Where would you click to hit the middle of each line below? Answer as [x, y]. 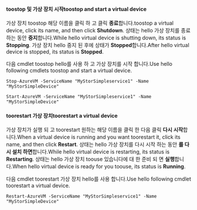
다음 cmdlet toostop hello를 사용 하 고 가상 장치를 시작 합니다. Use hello [89, 64]
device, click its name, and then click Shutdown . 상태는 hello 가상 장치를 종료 [98, 31]
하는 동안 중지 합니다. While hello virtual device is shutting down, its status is [96, 38]
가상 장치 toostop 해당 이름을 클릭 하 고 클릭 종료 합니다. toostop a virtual [90, 23]
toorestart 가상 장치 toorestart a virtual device [62, 115]
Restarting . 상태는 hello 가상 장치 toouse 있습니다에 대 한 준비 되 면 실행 [91, 159]
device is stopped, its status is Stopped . [55, 52]
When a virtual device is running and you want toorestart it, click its [99, 137]
